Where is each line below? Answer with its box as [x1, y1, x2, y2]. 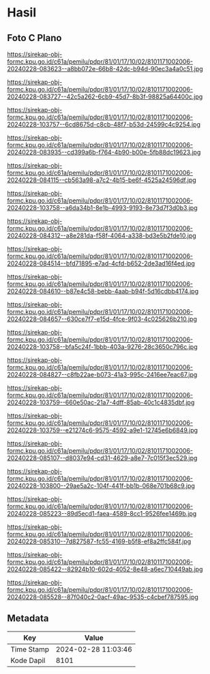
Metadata [7, 612, 49, 624]
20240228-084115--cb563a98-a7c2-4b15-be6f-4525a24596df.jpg [7, 176, 196, 184]
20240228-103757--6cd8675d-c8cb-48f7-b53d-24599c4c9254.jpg [7, 120, 201, 128]
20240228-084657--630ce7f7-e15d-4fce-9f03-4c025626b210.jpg [7, 315, 198, 323]
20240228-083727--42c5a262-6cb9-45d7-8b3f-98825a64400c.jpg [7, 92, 203, 101]
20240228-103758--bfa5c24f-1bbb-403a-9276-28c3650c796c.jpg [7, 343, 198, 350]
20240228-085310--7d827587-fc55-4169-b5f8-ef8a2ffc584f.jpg [7, 537, 192, 545]
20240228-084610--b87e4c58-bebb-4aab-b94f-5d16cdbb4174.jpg [7, 287, 199, 295]
